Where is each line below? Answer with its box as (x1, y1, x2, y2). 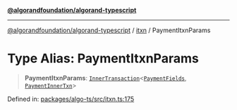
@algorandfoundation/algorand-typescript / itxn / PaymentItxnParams (7, 26, 211, 34)
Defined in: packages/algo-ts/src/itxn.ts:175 (7, 95, 135, 103)
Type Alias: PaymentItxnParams (7, 50, 199, 67)
